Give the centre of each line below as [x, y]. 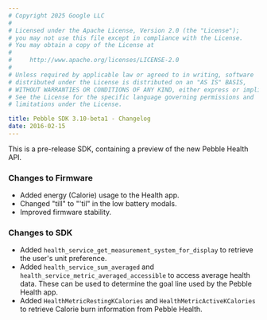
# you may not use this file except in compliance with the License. [126, 38]
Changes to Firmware [50, 178]
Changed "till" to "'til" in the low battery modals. [98, 204]
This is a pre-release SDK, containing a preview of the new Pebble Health [128, 149]
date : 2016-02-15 [37, 127]
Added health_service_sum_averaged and [87, 267]
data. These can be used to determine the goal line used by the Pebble [136, 284]
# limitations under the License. [66, 104]
